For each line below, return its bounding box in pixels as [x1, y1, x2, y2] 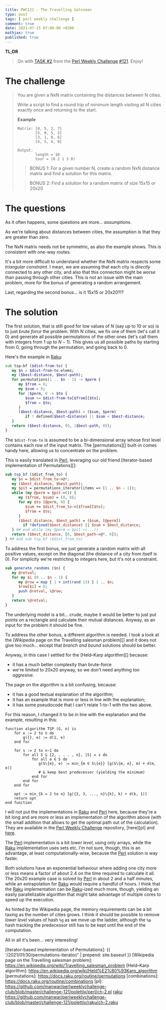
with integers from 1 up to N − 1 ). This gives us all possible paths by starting [5, 338, 160, 345]
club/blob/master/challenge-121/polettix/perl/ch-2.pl [5, 989, 112, 995]
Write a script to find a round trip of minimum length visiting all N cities [17, 101, 162, 107]
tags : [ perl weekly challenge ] [5, 16, 74, 21]
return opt [14, 796, 37, 801]
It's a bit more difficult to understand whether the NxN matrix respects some [5, 259, 161, 265]
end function [5, 800, 32, 805]
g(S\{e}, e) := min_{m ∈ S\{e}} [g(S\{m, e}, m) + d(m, [38, 761, 156, 766]
